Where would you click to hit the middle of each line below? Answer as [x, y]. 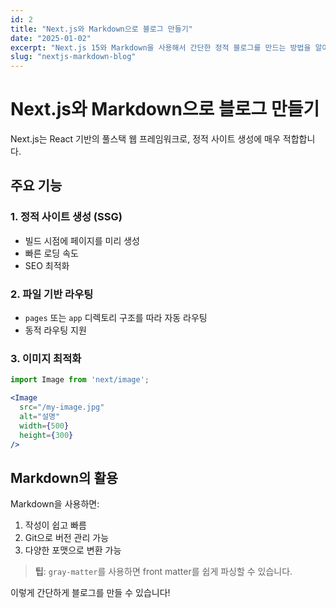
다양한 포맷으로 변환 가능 [73, 550]
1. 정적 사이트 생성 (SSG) [66, 217]
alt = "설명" [40, 416]
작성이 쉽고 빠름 [55, 525]
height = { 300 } [46, 435]
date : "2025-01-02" [51, 38]
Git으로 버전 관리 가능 [67, 538]
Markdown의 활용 [64, 477]
